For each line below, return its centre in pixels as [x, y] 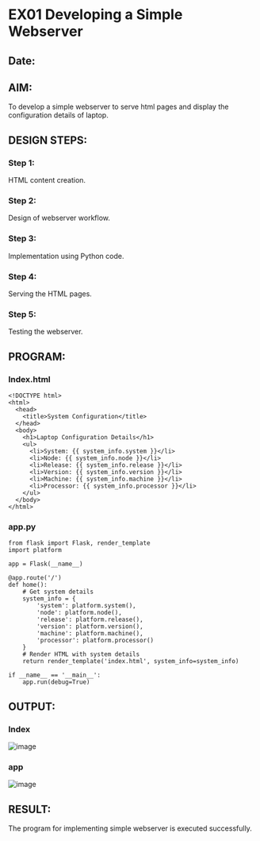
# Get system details [58, 592]
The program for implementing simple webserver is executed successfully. [130, 828]
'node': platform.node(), [80, 613]
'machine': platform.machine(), [90, 634]
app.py [22, 527]
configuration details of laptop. [58, 115]
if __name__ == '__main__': [55, 675]
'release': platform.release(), [90, 620]
